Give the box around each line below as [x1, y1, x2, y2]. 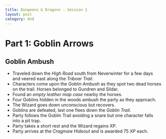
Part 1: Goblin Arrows [5, 38, 94, 49]
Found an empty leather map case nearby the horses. [12, 92, 123, 97]
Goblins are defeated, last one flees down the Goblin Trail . [12, 107, 131, 113]
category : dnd [5, 16, 35, 21]
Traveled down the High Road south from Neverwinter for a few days [12, 70, 153, 77]
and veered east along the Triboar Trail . [12, 76, 94, 82]
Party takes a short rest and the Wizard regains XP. [12, 123, 117, 129]
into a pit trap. [12, 118, 41, 124]
